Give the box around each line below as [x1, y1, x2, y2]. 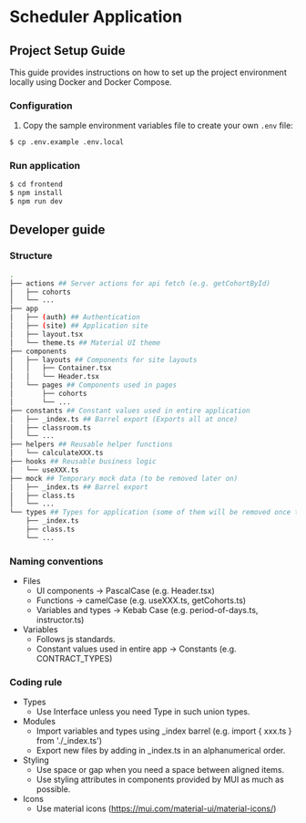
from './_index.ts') [36, 735, 103, 746]
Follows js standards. [36, 634, 116, 645]
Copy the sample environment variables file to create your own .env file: [22, 120, 293, 131]
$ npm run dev [9, 197, 64, 206]
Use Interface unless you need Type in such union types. [36, 706, 250, 717]
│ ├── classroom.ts [9, 422, 92, 432]
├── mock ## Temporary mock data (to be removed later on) [9, 474, 239, 483]
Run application [9, 160, 80, 172]
